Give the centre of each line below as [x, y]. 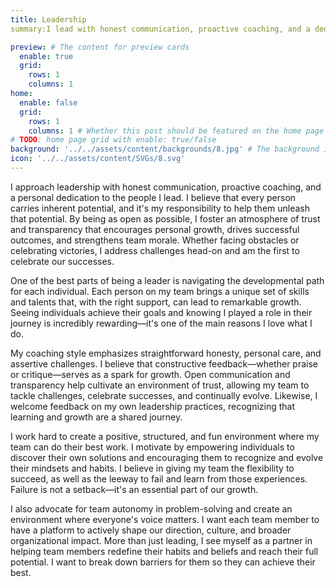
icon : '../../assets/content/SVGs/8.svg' [98, 159]
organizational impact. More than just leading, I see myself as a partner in [161, 540]
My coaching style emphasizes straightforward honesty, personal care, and [166, 353]
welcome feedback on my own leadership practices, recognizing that [153, 406]
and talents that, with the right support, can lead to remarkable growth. [156, 302]
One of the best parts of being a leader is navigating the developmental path [167, 280]
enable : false [48, 102]
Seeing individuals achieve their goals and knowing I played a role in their [161, 312]
